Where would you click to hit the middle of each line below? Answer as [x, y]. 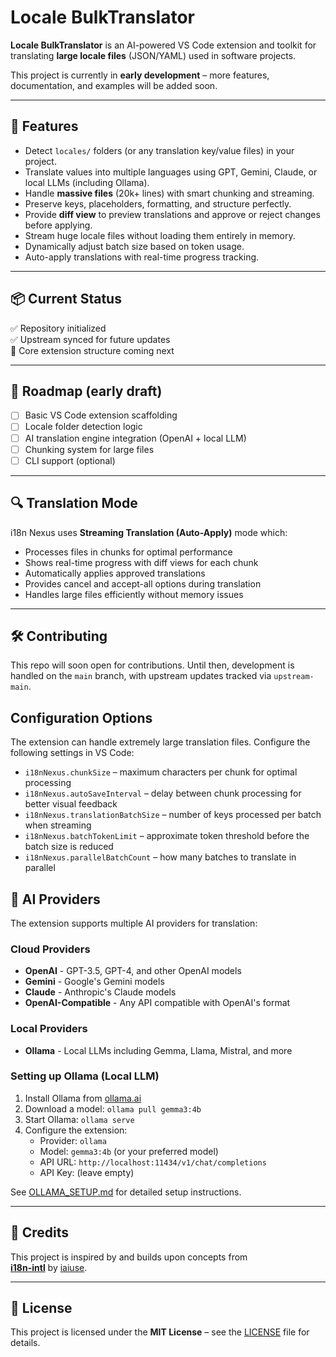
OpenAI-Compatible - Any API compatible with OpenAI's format [157, 1003]
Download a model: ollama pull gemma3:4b [113, 1108]
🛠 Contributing [59, 636]
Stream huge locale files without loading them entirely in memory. [160, 235]
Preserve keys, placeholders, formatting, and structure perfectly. [158, 203]
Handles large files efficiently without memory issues [134, 594]
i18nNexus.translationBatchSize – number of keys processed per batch [173, 815]
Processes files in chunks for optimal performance [128, 552]
